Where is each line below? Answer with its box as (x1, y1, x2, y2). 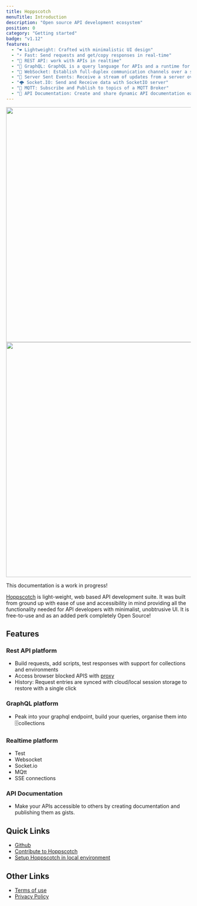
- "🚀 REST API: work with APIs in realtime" (11, 58, 122, 63)
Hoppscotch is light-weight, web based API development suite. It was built (6, 593, 186, 600)
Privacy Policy (14, 892, 49, 900)
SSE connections (14, 775, 56, 782)
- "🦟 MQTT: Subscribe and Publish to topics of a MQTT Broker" (11, 85, 169, 91)
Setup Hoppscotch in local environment (14, 854, 110, 861)
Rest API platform (6, 647, 57, 655)
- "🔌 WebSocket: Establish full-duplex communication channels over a (11, 69, 188, 75)
